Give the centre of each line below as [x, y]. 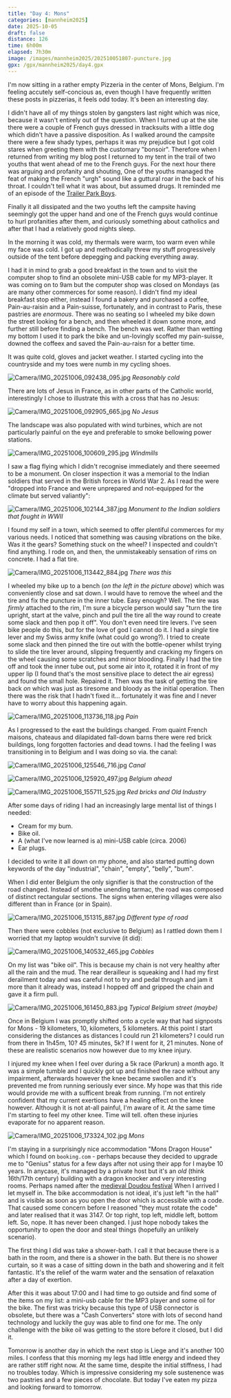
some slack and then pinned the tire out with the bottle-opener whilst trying [115, 644]
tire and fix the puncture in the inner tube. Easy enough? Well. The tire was [113, 600]
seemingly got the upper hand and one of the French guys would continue [113, 214]
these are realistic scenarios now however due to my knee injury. [100, 1050]
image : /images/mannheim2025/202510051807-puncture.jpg [89, 59]
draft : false [26, 33]
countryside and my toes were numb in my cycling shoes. [89, 364]
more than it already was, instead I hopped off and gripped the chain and [111, 987]
